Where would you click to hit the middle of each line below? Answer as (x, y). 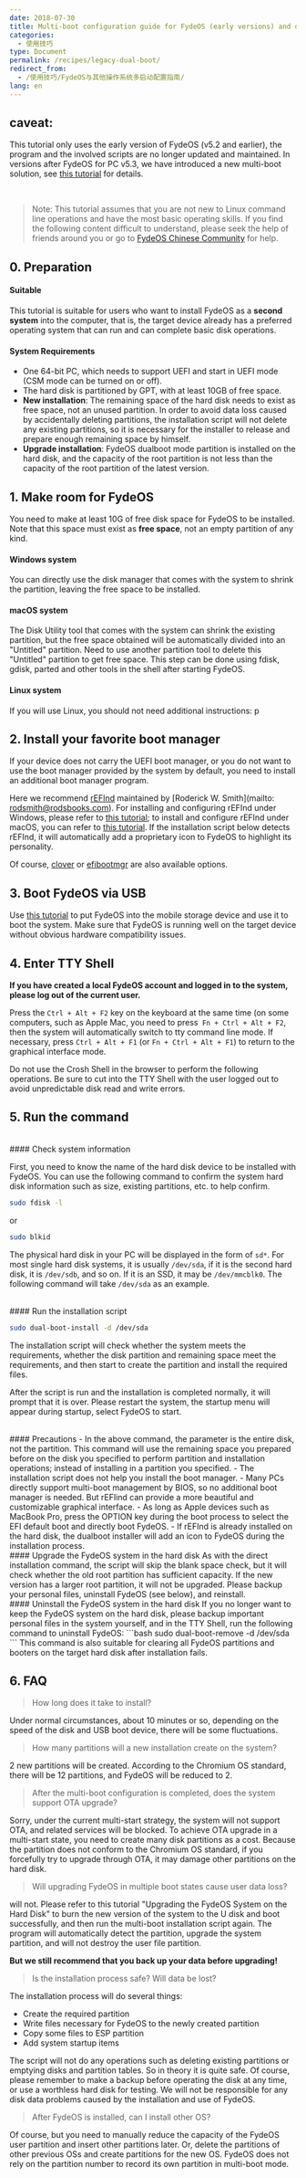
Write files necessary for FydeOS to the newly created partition (141, 2024)
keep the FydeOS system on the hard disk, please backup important (137, 1614)
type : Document (38, 52)
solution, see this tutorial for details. (76, 174)
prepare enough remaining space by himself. (107, 439)
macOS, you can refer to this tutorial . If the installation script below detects (150, 827)
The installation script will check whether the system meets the (128, 1345)
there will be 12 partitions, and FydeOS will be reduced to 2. (121, 1775)
